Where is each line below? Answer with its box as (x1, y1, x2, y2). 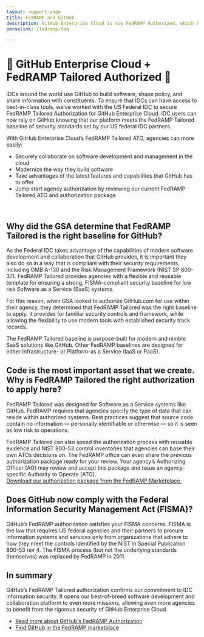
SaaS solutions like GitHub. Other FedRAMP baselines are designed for (6, 341, 183, 349)
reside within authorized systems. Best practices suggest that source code (6, 413, 194, 420)
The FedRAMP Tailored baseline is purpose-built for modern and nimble (6, 335, 186, 342)
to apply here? (6, 385, 62, 395)
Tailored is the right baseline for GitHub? (6, 231, 163, 241)
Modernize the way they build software (15, 165, 114, 173)
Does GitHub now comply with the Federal (6, 495, 169, 505)
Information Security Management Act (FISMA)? (6, 504, 193, 515)
